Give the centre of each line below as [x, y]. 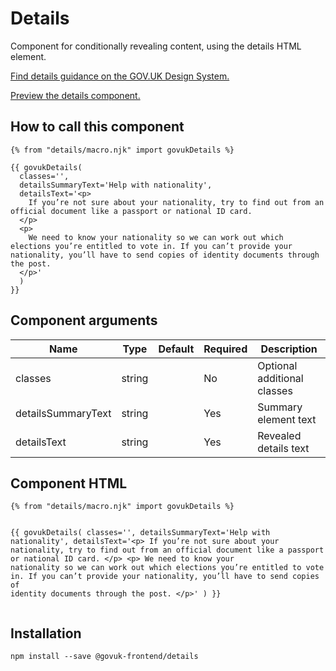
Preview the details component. [75, 95]
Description [289, 349]
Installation [46, 633]
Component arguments [84, 320]
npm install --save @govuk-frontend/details [104, 657]
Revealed [279, 435]
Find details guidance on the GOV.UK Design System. [120, 76]
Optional [277, 365]
